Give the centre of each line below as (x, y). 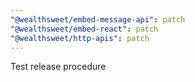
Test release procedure (58, 67)
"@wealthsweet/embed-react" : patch (84, 29)
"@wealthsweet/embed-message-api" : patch (98, 19)
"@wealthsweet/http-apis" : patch (80, 38)
